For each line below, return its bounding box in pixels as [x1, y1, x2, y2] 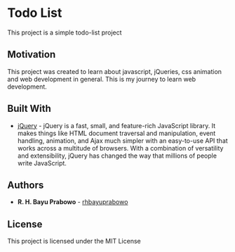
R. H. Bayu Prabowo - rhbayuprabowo [17, 198, 128, 206]
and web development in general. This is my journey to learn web [7, 75, 196, 83]
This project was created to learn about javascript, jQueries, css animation [7, 67, 222, 75]
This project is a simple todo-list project [7, 28, 122, 37]
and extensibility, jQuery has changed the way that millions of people [17, 151, 217, 160]
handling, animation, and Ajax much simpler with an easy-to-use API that [17, 136, 228, 145]
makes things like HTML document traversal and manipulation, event [17, 129, 216, 137]
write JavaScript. [17, 158, 67, 167]
